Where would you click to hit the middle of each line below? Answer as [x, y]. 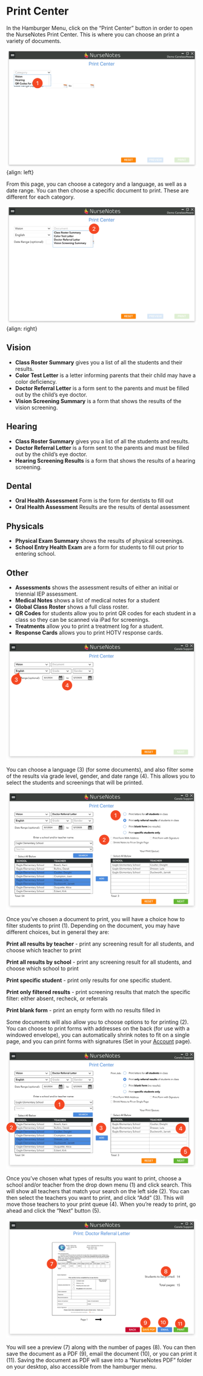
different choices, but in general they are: [58, 932]
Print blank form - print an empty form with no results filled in [83, 1010]
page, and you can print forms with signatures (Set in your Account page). [99, 1041]
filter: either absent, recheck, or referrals [57, 999]
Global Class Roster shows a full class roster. [72, 607]
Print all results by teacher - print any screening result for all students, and [100, 944]
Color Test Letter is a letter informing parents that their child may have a [105, 375]
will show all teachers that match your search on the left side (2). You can [98, 1191]
